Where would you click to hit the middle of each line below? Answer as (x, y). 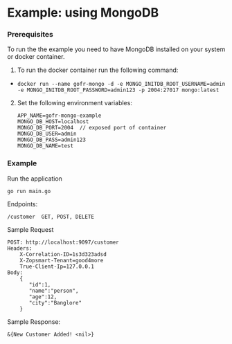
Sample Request (30, 229)
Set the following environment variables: (75, 103)
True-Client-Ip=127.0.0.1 (57, 266)
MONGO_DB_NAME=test (45, 146)
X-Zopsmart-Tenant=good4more (62, 260)
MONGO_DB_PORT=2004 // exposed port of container (92, 128)
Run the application (35, 179)
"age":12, (43, 297)
